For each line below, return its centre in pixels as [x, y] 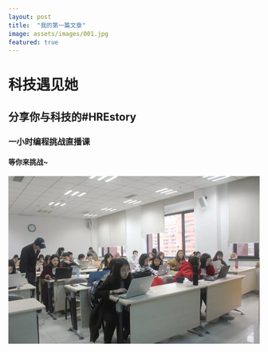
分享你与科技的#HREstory [73, 117]
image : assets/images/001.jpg [59, 34]
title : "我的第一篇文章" [47, 25]
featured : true [33, 42]
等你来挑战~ [28, 162]
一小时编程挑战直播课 [49, 141]
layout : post [30, 17]
